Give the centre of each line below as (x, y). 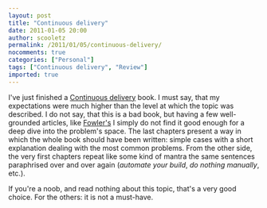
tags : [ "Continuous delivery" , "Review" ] (78, 67)
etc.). (17, 173)
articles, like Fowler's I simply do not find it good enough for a (143, 122)
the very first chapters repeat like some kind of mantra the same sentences (132, 156)
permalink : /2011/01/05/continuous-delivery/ (85, 45)
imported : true (33, 75)
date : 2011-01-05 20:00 (48, 30)
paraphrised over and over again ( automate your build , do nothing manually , (134, 164)
